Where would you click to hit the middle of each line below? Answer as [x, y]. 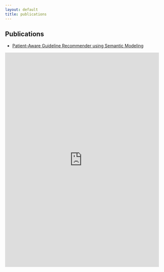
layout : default [21, 10]
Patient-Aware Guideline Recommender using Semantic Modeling [78, 46]
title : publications [26, 14]
